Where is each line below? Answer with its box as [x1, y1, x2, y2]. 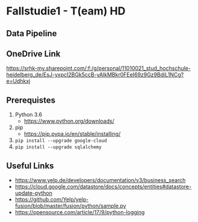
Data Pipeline [6, 28, 57, 39]
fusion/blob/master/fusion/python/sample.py [14, 202, 126, 209]
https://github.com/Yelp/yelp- [14, 196, 89, 203]
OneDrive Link [6, 48, 61, 59]
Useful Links [6, 160, 54, 171]
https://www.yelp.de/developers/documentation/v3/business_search [14, 177, 186, 184]
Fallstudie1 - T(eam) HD [6, 4, 126, 18]
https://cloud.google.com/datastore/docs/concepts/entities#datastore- [14, 183, 191, 191]
